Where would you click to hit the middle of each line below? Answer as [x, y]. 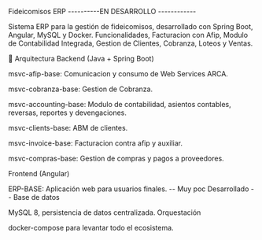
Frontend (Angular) [39, 174]
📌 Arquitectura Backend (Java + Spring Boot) [81, 59]
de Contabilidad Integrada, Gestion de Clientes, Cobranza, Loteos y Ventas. [131, 43]
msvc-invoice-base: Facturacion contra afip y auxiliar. [96, 143]
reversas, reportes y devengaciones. [68, 113]
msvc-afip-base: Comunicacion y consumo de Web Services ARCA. [118, 74]
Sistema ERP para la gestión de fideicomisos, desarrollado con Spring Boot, [131, 26]
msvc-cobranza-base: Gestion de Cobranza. [81, 89]
